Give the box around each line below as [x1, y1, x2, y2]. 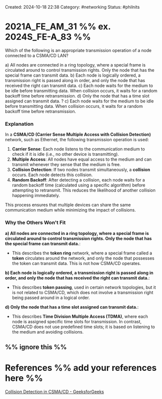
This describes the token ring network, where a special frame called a [12, 250, 152, 256]
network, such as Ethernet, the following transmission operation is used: [5, 137, 149, 143]
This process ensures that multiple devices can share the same [5, 202, 131, 208]
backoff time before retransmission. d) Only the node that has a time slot [5, 93, 150, 99]
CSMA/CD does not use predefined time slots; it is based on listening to [12, 324, 155, 330]
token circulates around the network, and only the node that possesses [12, 255, 155, 261]
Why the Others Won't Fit [5, 219, 66, 226]
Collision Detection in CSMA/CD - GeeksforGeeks [5, 388, 104, 395]
